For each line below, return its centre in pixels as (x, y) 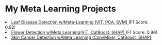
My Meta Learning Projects (61, 9)
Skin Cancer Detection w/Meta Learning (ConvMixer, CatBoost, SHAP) (81, 37)
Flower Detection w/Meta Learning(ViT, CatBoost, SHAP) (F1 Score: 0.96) (84, 32)
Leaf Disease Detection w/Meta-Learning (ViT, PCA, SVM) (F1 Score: (80, 22)
